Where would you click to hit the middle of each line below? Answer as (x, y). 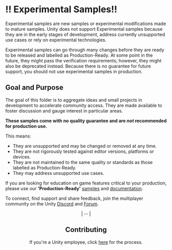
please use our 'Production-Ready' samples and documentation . (74, 188)
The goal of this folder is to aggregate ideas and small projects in (74, 100)
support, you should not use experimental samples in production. (74, 71)
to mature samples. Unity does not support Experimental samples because (84, 29)
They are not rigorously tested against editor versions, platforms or (83, 151)
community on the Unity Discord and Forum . (52, 203)
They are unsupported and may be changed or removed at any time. (85, 146)
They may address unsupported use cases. (58, 173)
